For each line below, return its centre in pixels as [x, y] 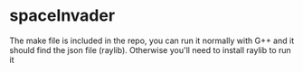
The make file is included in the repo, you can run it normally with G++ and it [152, 40]
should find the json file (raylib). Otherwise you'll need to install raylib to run [150, 49]
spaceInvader [62, 16]
